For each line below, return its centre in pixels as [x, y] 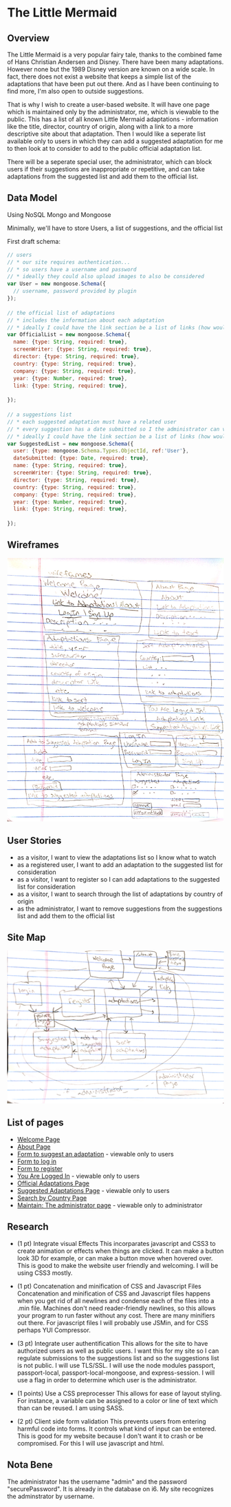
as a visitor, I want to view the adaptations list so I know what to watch [117, 857]
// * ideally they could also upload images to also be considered [106, 277]
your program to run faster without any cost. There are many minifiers [116, 1315]
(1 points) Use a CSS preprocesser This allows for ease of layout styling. [119, 1393]
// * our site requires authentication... [69, 262]
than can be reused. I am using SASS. [70, 1408]
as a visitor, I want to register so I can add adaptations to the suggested [118, 879]
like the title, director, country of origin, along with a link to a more [100, 126]
